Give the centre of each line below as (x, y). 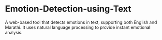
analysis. (14, 32)
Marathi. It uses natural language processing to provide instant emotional (78, 27)
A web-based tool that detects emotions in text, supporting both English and (81, 22)
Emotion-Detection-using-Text (68, 9)
